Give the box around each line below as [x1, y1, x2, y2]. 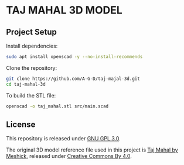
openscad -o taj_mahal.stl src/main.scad [6, 103, 109, 109]
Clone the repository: [6, 64, 57, 71]
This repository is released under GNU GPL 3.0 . [6, 135, 121, 142]
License [6, 119, 36, 129]
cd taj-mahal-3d [6, 81, 46, 87]
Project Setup [6, 27, 57, 37]
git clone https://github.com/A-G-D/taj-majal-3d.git [6, 76, 141, 82]
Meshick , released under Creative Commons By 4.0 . [6, 153, 132, 160]
